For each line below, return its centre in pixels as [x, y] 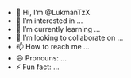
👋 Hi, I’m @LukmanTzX [53, 12]
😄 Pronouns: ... [41, 58]
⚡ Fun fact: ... [37, 67]
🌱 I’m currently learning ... [58, 29]
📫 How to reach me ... [52, 47]
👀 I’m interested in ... [49, 21]
